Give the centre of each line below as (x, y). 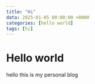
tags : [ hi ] (20, 28)
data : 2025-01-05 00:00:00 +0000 (48, 17)
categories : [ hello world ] (40, 23)
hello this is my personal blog (42, 75)
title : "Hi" (21, 12)
